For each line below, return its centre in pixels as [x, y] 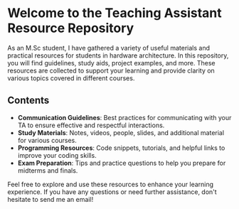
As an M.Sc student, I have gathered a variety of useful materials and [108, 48]
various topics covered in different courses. [71, 78]
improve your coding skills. [57, 155]
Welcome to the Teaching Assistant [115, 13]
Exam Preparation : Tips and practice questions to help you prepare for [122, 163]
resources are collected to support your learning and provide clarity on [111, 70]
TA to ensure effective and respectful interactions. [91, 125]
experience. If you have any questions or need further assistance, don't [112, 192]
